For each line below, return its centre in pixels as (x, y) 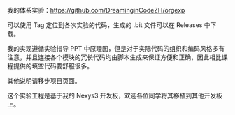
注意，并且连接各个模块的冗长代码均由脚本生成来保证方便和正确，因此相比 (114, 57)
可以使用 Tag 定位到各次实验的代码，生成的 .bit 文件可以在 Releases (105, 25)
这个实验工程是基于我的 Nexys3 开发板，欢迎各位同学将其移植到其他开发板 (115, 95)
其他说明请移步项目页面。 (44, 81)
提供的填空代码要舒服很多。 (53, 66)
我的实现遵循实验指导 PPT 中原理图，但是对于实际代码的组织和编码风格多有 (116, 48)
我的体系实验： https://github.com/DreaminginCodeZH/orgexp (96, 10)
